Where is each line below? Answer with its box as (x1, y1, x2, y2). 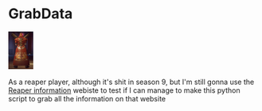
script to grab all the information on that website (8, 94, 166, 104)
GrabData (8, 5, 73, 23)
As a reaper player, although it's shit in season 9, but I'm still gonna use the (8, 77, 255, 87)
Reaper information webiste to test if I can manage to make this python (8, 86, 240, 95)
